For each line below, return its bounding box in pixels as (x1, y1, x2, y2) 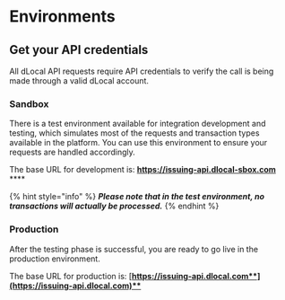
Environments (9, 6, 117, 27)
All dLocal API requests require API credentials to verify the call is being (9, 66, 274, 76)
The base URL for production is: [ (9, 270, 133, 281)
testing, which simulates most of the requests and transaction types (9, 128, 260, 138)
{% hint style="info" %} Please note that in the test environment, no (9, 191, 265, 202)
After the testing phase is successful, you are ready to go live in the (9, 243, 258, 254)
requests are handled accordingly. (9, 146, 136, 158)
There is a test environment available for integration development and (9, 119, 266, 129)
